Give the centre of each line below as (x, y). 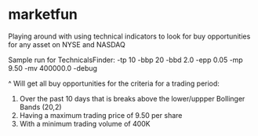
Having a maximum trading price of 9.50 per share (101, 115)
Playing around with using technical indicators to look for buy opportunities (129, 36)
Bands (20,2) (40, 107)
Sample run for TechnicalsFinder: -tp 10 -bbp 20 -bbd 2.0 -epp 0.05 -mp (125, 60)
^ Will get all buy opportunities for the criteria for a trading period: (114, 83)
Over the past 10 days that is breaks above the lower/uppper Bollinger (132, 98)
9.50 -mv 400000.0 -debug (53, 68)
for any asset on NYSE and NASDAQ (67, 44)
